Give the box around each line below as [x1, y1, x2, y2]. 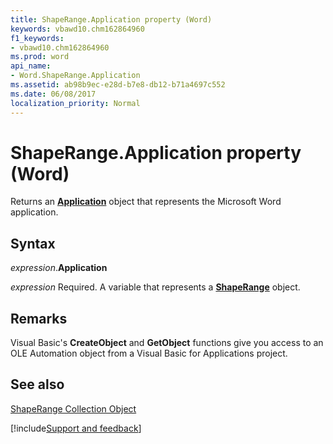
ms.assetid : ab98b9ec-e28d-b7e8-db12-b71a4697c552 [10, 80, 226, 90]
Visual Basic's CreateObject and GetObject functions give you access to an [10, 337, 324, 349]
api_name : [10, 61, 52, 71]
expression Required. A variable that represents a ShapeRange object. [10, 281, 301, 293]
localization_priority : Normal [10, 98, 141, 108]
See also [10, 376, 65, 393]
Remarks [10, 310, 68, 327]
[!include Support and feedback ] [10, 422, 142, 434]
